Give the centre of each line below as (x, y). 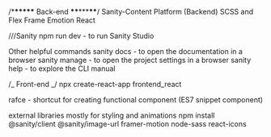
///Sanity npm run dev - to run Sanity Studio (81, 36)
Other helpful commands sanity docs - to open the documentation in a (125, 51)
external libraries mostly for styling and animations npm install (112, 115)
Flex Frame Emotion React (52, 20)
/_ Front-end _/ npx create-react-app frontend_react (95, 84)
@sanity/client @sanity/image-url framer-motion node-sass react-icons (127, 124)
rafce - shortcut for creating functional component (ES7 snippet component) (136, 100)
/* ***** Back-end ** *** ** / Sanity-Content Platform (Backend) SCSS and (131, 12)
